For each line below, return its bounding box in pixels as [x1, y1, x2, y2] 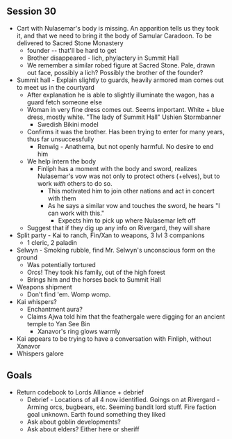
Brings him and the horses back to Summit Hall [26, 275, 161, 284]
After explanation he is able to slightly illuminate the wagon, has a [26, 90, 215, 99]
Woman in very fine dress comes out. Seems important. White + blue [26, 105, 224, 113]
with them [47, 194, 77, 202]
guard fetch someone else [26, 97, 102, 106]
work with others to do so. [37, 179, 113, 187]
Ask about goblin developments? [26, 417, 121, 426]
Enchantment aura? [26, 305, 83, 313]
